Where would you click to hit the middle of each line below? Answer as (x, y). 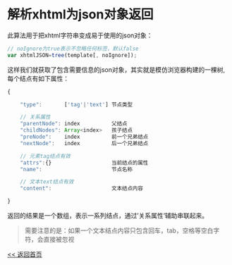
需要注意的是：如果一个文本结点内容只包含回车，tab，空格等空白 (119, 230)
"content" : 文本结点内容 (81, 189)
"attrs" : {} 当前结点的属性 (84, 163)
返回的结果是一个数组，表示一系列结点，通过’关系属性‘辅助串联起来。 (108, 216)
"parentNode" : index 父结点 (74, 124)
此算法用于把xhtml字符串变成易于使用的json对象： (80, 35)
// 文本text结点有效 (47, 182)
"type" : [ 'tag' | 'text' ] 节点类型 (76, 104)
